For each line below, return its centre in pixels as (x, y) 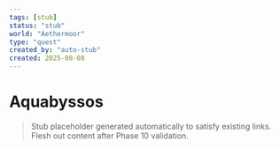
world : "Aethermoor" (47, 34)
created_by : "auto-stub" (55, 50)
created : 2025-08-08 (47, 58)
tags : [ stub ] (33, 17)
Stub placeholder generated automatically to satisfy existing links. (151, 126)
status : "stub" (37, 26)
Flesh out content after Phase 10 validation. (109, 135)
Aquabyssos (56, 102)
